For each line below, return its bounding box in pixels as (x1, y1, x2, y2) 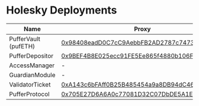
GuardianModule (9, 71, 56, 79)
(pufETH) (9, 42, 36, 50)
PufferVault (9, 35, 40, 43)
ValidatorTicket (9, 80, 51, 88)
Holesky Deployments (6, 4, 117, 17)
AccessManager (9, 61, 55, 69)
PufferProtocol (9, 90, 50, 98)
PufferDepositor (9, 51, 54, 59)
